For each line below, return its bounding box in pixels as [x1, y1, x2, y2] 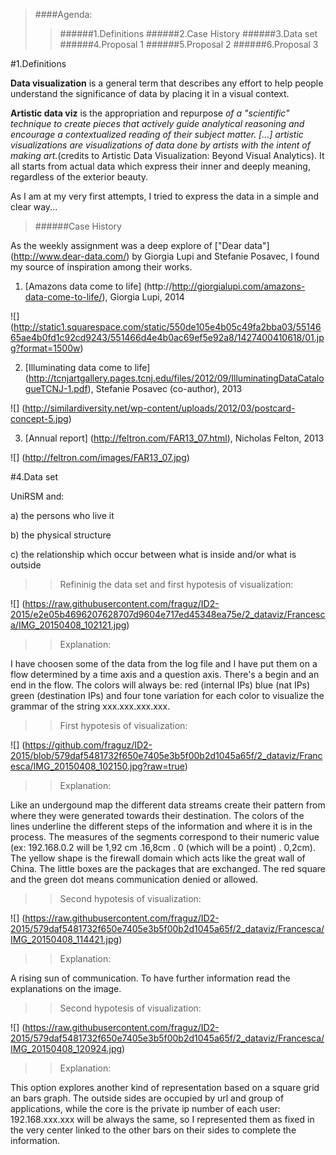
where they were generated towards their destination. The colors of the [10, 810, 305, 821]
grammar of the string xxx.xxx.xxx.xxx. [10, 700, 171, 712]
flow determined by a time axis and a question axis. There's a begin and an [10, 669, 320, 680]
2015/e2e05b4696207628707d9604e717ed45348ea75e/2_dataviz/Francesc [10, 609, 326, 620]
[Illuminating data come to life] [24, 362, 151, 373]
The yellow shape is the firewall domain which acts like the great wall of [10, 852, 306, 864]
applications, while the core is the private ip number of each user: [10, 1103, 281, 1114]
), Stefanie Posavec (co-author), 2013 [87, 383, 243, 394]
